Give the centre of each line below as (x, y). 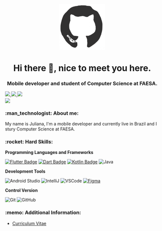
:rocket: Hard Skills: (29, 142)
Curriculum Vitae (29, 223)
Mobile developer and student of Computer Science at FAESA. (82, 83)
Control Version (22, 190)
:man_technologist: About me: (42, 113)
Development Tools (25, 171)
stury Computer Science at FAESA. (40, 129)
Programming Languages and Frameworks (49, 153)
